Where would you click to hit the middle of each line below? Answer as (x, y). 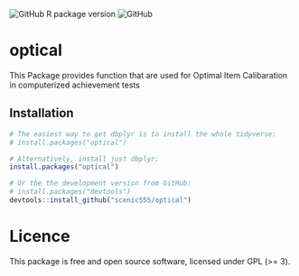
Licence (40, 237)
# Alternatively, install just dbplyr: (84, 159)
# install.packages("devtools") (70, 192)
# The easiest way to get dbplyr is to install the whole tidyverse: (143, 134)
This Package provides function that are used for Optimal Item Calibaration (149, 75)
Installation (42, 113)
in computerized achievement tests (75, 85)
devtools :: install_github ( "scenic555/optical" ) (101, 200)
